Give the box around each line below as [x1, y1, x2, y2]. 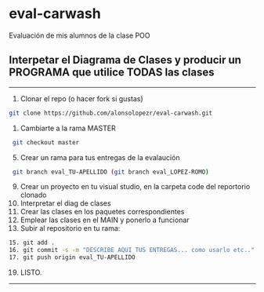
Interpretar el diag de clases [20, 199, 112, 208]
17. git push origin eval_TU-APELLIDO [9, 254, 136, 261]
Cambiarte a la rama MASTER [20, 123, 116, 133]
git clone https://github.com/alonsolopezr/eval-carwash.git [9, 109, 213, 117]
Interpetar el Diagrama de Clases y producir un [9, 53, 242, 67]
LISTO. [20, 268, 42, 277]
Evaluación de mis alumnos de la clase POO [9, 31, 150, 40]
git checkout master [12, 138, 80, 146]
